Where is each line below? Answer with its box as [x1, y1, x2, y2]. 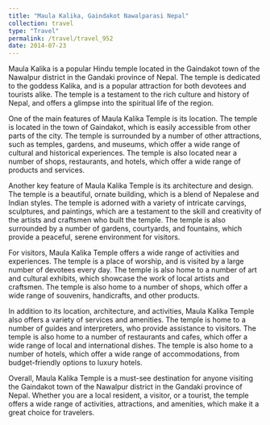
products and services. [8, 165, 85, 175]
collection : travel [8, 19, 74, 27]
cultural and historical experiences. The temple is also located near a [8, 148, 238, 158]
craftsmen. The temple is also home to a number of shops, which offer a [8, 282, 248, 292]
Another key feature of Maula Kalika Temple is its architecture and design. [8, 181, 254, 190]
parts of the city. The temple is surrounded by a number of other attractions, [8, 131, 262, 141]
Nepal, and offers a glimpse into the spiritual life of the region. [8, 98, 214, 108]
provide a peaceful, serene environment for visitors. [8, 232, 181, 242]
